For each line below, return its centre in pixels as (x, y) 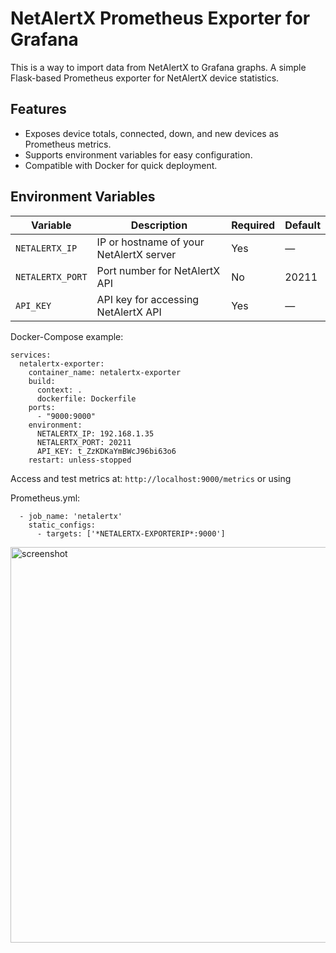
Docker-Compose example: (67, 336)
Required (253, 225)
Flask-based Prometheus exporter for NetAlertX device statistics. (145, 78)
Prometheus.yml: (45, 498)
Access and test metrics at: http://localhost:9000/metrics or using (151, 478)
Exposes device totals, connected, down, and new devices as (151, 133)
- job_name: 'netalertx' (71, 516)
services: (31, 355)
